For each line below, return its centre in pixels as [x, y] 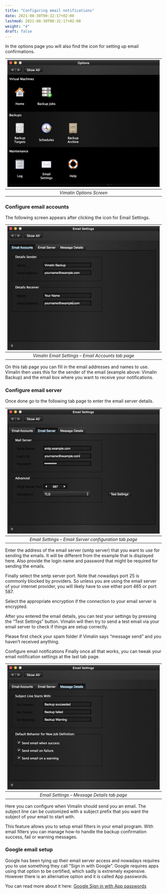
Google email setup [29, 850]
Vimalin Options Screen [83, 193]
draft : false [19, 32]
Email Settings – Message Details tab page [83, 795]
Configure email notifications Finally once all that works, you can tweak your [83, 651]
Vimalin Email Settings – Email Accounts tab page [83, 356]
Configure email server [34, 390]
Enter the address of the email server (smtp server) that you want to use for [83, 550]
